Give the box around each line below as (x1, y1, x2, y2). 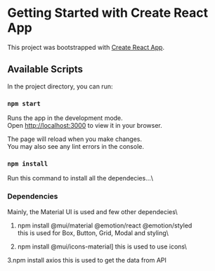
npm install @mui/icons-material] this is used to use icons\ (17, 242, 188, 251)
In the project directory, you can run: (7, 82, 113, 91)
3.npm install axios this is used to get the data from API (7, 256, 167, 264)
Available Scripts (7, 63, 83, 75)
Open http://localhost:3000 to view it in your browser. (7, 121, 163, 130)
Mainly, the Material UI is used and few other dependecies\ (7, 207, 178, 216)
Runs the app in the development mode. (7, 114, 123, 122)
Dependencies (7, 192, 58, 201)
